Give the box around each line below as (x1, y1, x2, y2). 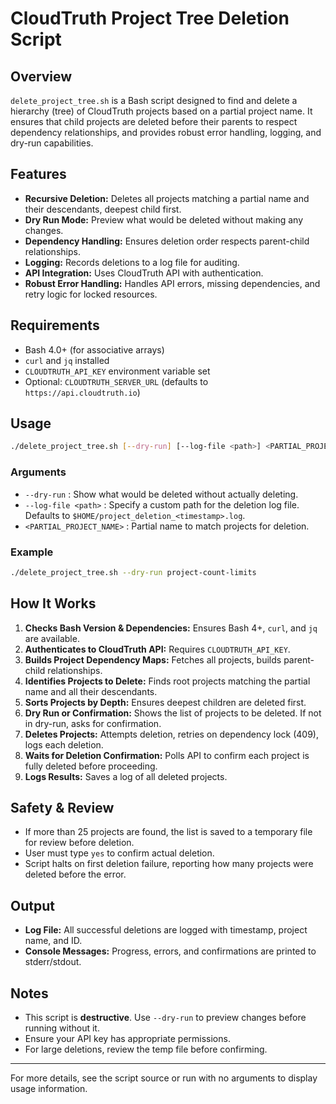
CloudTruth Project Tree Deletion (10, 7, 290, 30)
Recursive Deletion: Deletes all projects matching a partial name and (24, 192, 310, 204)
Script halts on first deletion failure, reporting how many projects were (24, 858, 314, 870)
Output (10, 897, 55, 914)
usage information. (10, 1083, 88, 1095)
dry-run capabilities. (10, 137, 94, 149)
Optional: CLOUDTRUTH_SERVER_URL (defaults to (24, 375, 209, 387)
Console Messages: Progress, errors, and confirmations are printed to (24, 945, 317, 957)
